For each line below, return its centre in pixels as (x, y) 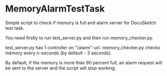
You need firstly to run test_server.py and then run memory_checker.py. (79, 38)
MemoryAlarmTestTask (55, 9)
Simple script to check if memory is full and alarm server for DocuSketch (81, 23)
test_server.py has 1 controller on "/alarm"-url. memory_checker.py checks (83, 47)
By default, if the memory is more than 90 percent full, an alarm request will (84, 62)
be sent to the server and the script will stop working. (61, 68)
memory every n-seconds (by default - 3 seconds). (59, 53)
